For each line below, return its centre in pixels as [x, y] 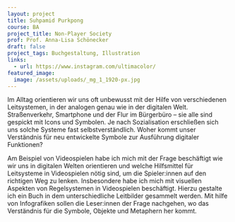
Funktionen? [25, 145]
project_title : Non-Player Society [60, 34]
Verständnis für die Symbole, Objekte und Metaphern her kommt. [102, 211]
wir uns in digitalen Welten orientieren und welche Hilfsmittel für [101, 166]
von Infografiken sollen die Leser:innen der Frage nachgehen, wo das [108, 204]
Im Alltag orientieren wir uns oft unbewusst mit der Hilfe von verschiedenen [117, 100]
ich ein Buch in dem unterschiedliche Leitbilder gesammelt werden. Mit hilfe [117, 196]
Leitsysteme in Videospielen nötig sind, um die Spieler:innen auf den [107, 173]
